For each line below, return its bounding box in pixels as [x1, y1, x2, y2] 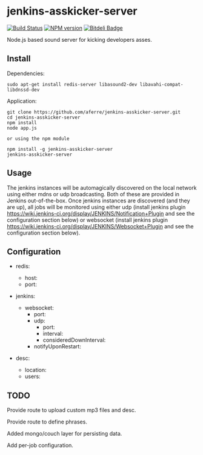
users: [24, 373, 41, 380]
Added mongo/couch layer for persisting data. [7, 430, 122, 437]
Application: [7, 97, 37, 104]
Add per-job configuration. [7, 442, 73, 449]
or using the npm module [7, 135, 70, 142]
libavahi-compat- [139, 81, 184, 87]
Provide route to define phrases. [7, 418, 87, 425]
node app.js [7, 125, 37, 131]
